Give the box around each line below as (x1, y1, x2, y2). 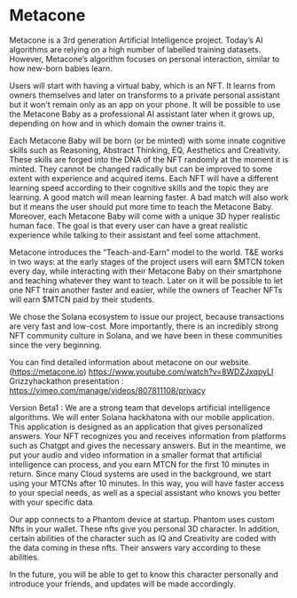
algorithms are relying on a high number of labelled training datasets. (9, 44, 262, 54)
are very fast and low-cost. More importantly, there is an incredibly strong (9, 321, 279, 331)
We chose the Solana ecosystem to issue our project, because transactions (9, 311, 285, 322)
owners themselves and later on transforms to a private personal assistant (9, 90, 281, 100)
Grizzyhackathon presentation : (9, 375, 124, 387)
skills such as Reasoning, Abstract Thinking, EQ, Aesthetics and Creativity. (9, 144, 281, 155)
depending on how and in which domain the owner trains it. (9, 117, 226, 129)
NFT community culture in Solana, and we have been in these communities (9, 330, 283, 340)
